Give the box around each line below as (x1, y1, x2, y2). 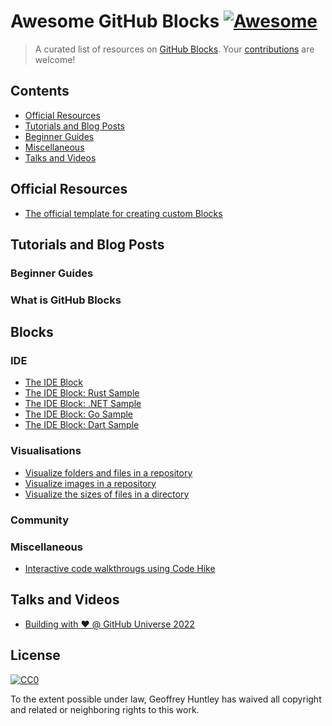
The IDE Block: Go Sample (24, 408, 134, 420)
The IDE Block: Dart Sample (24, 419, 140, 431)
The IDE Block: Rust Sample (24, 387, 140, 399)
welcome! (34, 53, 76, 65)
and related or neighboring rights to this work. (10, 703, 200, 715)
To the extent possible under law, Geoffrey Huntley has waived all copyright (10, 693, 322, 705)
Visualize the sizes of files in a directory (24, 488, 190, 500)
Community (10, 513, 69, 527)
